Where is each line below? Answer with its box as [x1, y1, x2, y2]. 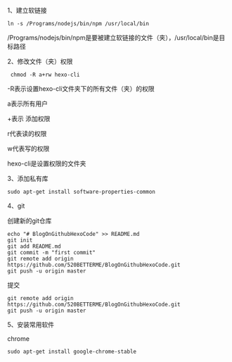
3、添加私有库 [7, 175, 49, 182]
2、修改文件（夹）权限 [7, 57, 73, 65]
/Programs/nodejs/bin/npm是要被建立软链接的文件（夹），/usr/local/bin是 [7, 34, 219, 42]
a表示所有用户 [7, 99, 48, 108]
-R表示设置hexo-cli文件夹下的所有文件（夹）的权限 [7, 85, 155, 93]
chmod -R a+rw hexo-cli [10, 71, 80, 78]
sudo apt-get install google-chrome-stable [7, 348, 137, 355]
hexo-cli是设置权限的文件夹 [7, 159, 86, 168]
